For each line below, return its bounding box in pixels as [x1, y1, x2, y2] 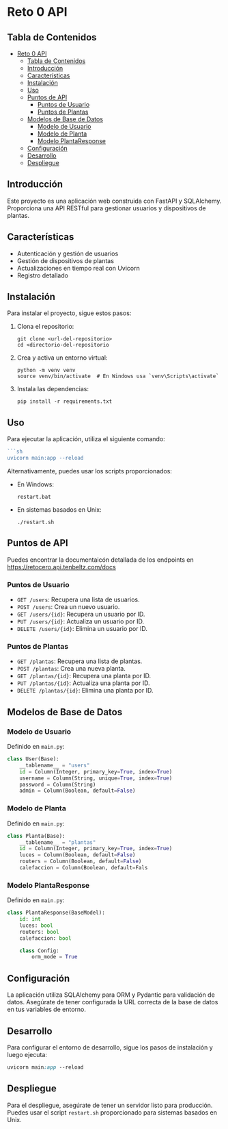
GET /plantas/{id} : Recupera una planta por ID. [16, 672, 152, 680]
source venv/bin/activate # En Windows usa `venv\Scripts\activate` [16, 373, 220, 380]
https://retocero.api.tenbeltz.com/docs [7, 562, 116, 571]
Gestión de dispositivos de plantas [16, 256, 115, 264]
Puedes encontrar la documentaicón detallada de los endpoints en [7, 556, 194, 564]
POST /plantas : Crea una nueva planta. [16, 665, 126, 673]
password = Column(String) [19, 781, 96, 788]
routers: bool [19, 928, 59, 935]
